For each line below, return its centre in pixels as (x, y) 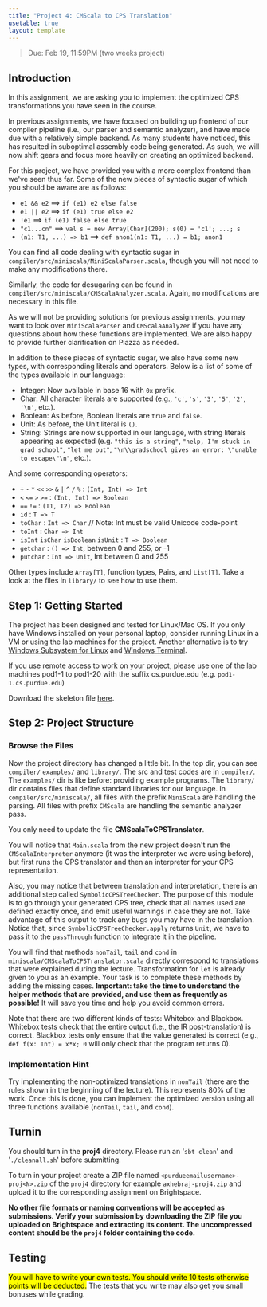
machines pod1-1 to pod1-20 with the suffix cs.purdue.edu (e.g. (112, 674)
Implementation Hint (49, 1064)
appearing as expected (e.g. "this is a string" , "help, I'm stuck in (135, 441)
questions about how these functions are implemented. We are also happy (130, 334)
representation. (33, 870)
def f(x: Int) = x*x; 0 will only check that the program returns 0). (120, 1043)
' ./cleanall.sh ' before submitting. (65, 1160)
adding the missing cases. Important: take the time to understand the (124, 986)
